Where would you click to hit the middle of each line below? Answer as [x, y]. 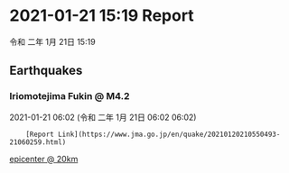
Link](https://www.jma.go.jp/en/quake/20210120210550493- [169, 134]
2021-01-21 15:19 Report [102, 16]
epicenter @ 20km [44, 159]
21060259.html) [38, 142]
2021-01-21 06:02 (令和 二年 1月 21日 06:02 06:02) [103, 117]
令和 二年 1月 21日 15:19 [53, 41]
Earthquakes [46, 71]
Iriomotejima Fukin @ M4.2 [70, 96]
